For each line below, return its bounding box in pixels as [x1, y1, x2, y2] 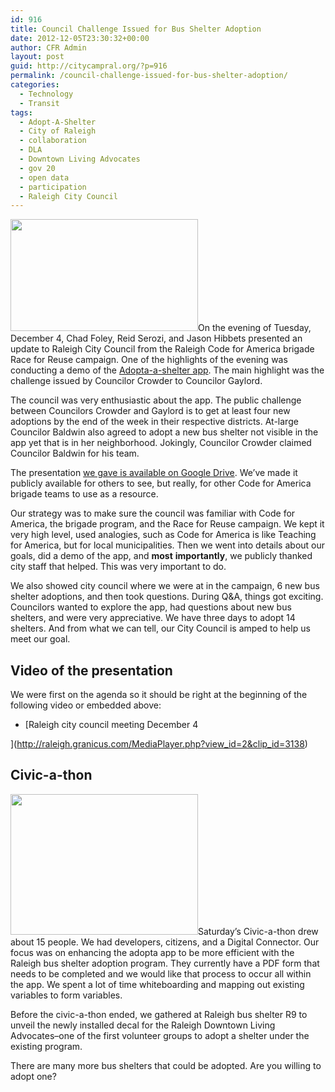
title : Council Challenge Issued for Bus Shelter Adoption [10, 24, 262, 34]
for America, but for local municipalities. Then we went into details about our [10, 539, 326, 551]
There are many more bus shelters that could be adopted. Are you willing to [10, 1059, 322, 1071]
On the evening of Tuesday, [198, 322, 312, 334]
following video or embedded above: [10, 699, 162, 711]
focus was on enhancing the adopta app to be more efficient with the [10, 946, 295, 958]
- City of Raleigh [19, 126, 97, 136]
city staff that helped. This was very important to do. [10, 561, 227, 573]
